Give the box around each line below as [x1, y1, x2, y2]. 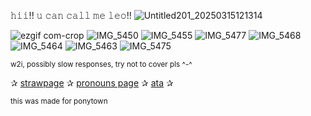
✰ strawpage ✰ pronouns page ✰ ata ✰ [10, 77, 174, 89]
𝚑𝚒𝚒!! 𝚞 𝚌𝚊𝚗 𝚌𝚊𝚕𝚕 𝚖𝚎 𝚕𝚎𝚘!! [10, 10, 132, 21]
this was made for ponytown [10, 96, 108, 106]
